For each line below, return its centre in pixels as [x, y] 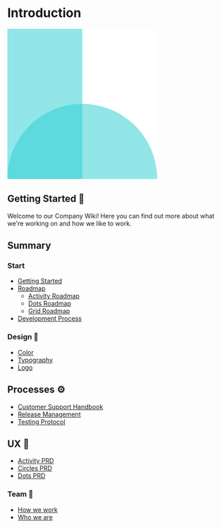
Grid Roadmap [49, 311]
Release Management [49, 414]
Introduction [44, 13]
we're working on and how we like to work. [69, 223]
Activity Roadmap [54, 296]
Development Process [50, 319]
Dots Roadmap [50, 304]
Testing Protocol [41, 421]
